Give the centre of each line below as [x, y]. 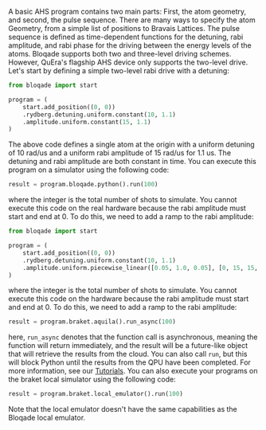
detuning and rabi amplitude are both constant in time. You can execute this [132, 162]
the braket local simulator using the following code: [92, 379]
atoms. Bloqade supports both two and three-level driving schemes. [120, 54]
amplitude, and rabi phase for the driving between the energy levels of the [130, 45]
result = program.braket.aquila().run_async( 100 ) [92, 322]
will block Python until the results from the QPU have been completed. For [129, 362]
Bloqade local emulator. [47, 418]
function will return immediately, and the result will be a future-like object [128, 346]
